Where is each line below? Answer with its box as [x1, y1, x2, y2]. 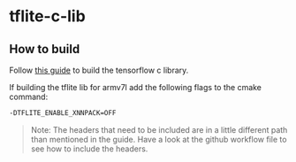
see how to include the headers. [30, 143, 148, 154]
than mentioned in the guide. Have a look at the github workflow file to [30, 134, 287, 144]
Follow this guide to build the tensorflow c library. [9, 65, 189, 75]
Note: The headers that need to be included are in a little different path [30, 124, 288, 135]
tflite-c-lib [9, 6, 86, 27]
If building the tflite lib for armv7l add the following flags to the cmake [9, 82, 262, 92]
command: [9, 91, 49, 102]
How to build [9, 42, 80, 57]
